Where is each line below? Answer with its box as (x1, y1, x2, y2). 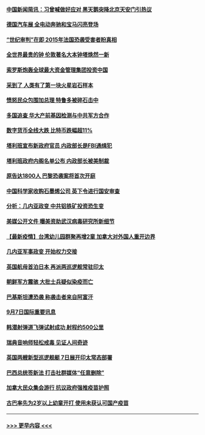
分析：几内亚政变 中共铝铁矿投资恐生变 (6, 203, 104, 210)
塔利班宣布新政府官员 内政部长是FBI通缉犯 (6, 141, 112, 149)
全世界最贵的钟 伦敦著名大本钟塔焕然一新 (6, 51, 110, 58)
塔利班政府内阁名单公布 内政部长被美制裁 (6, 157, 110, 165)
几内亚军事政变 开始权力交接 (6, 248, 77, 255)
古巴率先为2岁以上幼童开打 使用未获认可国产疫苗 (6, 400, 129, 407)
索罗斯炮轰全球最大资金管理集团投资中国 (6, 66, 108, 73)
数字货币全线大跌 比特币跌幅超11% (6, 127, 93, 134)
